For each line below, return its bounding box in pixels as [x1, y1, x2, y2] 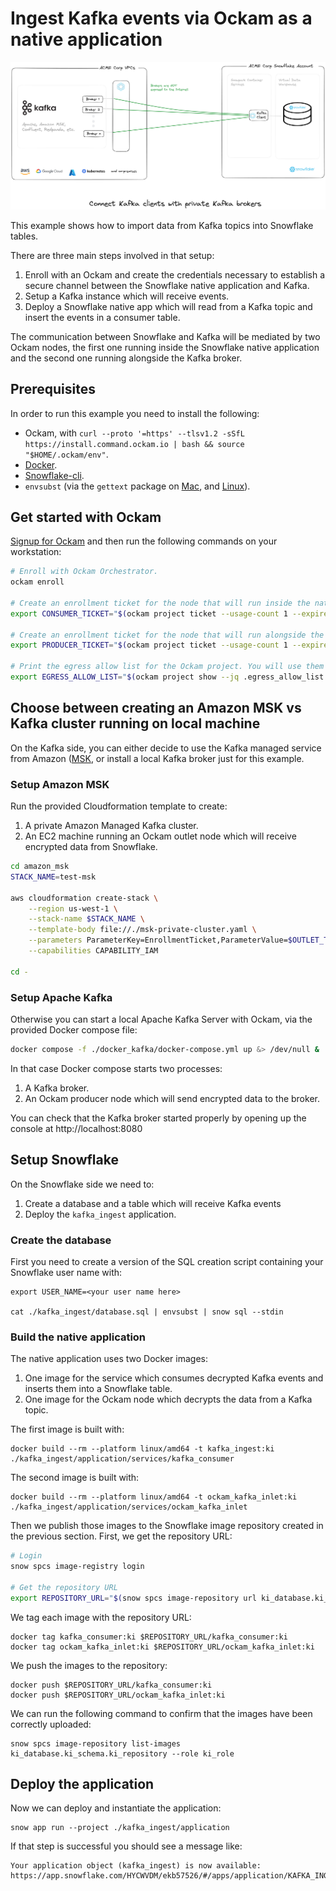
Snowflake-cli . [24, 469, 85, 481]
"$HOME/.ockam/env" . [24, 448, 109, 460]
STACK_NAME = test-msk [10, 872, 97, 882]
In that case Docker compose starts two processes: [10, 1062, 223, 1074]
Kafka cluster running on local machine [10, 715, 261, 732]
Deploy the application [10, 1776, 155, 1793]
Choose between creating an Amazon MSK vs [10, 700, 302, 717]
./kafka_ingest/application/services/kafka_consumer [10, 1454, 235, 1464]
